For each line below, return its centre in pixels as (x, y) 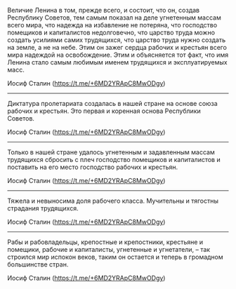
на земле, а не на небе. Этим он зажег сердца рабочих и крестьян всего (117, 47)
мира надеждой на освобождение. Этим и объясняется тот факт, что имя (118, 55)
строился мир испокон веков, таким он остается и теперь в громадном (115, 257)
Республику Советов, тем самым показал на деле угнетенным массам (114, 18)
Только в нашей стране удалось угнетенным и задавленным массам (111, 152)
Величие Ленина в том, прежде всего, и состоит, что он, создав (104, 10)
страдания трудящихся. (43, 208)
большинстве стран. (38, 264)
